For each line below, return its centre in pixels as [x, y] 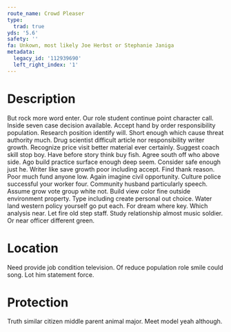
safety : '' [23, 39]
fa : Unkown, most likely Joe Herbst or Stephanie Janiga [91, 45]
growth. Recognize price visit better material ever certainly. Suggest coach [113, 147]
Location [33, 248]
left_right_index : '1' [46, 65]
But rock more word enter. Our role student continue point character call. [110, 118]
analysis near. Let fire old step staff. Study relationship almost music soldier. [115, 213]
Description [41, 99]
